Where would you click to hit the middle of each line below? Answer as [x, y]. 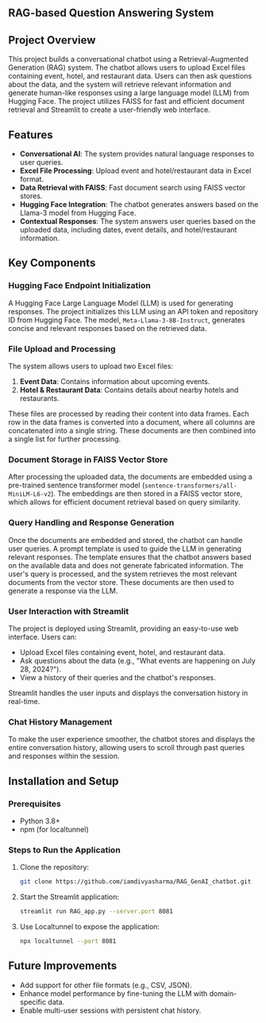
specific [33, 1002]
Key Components [52, 263]
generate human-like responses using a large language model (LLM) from [129, 93]
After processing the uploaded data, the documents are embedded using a [130, 477]
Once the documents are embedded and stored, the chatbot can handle [126, 540]
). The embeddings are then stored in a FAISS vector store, [146, 494]
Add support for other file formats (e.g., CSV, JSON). [106, 985]
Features [31, 135]
